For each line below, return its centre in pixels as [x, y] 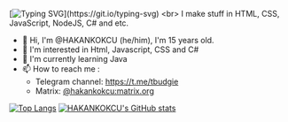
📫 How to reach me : [61, 69]
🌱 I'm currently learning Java [74, 59]
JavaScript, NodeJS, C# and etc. [69, 23]
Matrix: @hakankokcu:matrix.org [95, 91]
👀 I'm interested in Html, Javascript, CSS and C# [110, 50]
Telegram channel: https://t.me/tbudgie [107, 81]
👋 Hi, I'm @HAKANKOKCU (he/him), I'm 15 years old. [118, 40]
